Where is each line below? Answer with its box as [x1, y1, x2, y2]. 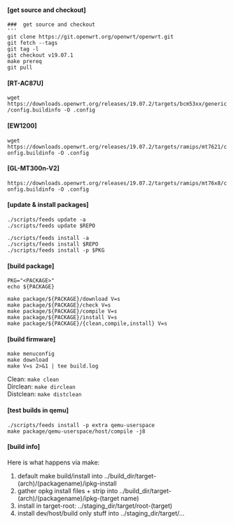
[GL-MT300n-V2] [7, 164, 60, 173]
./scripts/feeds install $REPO [7, 241, 99, 248]
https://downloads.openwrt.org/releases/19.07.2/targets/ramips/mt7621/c [7, 143, 228, 150]
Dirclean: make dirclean [7, 382, 76, 391]
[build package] [7, 262, 55, 270]
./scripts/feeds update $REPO [7, 222, 96, 229]
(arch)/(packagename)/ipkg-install [17, 479, 117, 488]
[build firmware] [7, 335, 56, 343]
